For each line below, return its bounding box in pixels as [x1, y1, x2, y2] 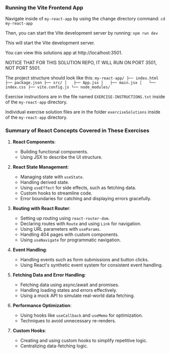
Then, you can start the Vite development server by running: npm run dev [5, 30, 158, 36]
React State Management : [12, 164, 69, 170]
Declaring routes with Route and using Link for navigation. [20, 221, 141, 227]
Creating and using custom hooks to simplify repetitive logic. [20, 337, 148, 343]
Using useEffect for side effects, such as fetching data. [20, 184, 136, 190]
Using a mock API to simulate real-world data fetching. [20, 292, 135, 298]
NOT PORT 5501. [5, 65, 41, 71]
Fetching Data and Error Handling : [12, 271, 87, 278]
